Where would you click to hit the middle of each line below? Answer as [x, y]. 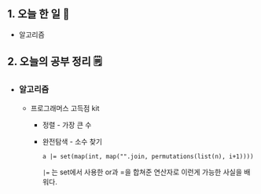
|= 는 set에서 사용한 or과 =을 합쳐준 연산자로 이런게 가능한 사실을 [142, 172]
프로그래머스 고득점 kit [65, 108]
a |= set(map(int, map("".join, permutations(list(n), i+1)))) [148, 156]
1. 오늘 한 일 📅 [39, 14]
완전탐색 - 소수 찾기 [72, 141]
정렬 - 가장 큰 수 [67, 125]
